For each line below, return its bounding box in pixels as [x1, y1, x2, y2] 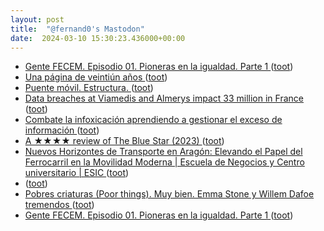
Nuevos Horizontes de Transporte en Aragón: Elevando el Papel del [24, 146, 303, 158]
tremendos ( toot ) [24, 199, 95, 211]
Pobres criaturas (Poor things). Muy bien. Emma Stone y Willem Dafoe [24, 188, 315, 200]
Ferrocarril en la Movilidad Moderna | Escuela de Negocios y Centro [24, 156, 305, 168]
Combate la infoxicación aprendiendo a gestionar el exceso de [24, 114, 283, 126]
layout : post [10, 14, 65, 25]
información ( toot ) [24, 124, 100, 136]
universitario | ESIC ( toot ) [24, 167, 130, 179]
